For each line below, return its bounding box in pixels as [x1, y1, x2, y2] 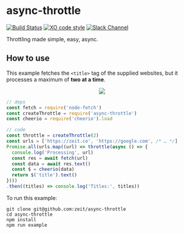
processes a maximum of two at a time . [6, 75, 106, 83]
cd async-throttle [6, 211, 53, 218]
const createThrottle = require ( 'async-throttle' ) [6, 110, 137, 116]
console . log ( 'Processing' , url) [12, 150, 94, 156]
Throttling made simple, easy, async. [6, 35, 98, 43]
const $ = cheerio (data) [12, 167, 75, 173]
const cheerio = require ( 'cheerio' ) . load [6, 116, 113, 122]
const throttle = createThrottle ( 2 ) [6, 132, 99, 139]
